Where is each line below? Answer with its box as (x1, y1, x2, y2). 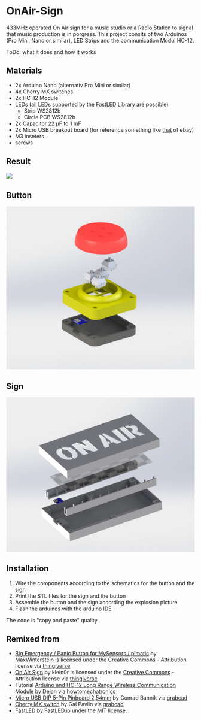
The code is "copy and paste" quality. (6, 616, 99, 624)
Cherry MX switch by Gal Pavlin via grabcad (14, 701, 124, 708)
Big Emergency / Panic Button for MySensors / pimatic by (14, 650, 157, 657)
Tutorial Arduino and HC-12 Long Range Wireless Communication (14, 682, 176, 689)
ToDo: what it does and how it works (6, 48, 96, 55)
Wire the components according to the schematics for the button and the (14, 579, 195, 586)
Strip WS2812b (23, 107, 61, 114)
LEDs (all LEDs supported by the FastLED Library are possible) (14, 101, 169, 108)
